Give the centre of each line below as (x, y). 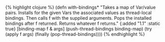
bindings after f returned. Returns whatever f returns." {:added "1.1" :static (83, 23)
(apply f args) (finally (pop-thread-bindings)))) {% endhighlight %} (75, 34)
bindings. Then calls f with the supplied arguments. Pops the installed (78, 18)
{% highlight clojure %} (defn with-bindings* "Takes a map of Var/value (80, 7)
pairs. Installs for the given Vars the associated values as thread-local (78, 13)
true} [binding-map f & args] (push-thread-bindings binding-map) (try (79, 29)
